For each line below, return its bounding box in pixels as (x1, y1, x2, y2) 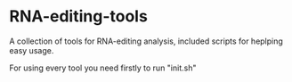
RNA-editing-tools (9, 6, 149, 27)
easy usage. (9, 45, 54, 55)
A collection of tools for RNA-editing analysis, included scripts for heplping (9, 36, 283, 46)
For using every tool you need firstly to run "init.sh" (9, 62, 197, 73)
